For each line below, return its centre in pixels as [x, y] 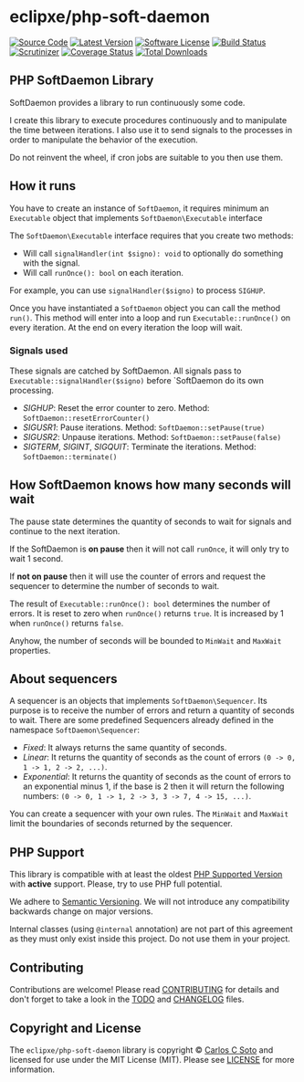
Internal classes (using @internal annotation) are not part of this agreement [152, 930]
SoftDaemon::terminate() [70, 457]
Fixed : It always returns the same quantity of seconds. [125, 748]
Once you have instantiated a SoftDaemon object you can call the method [145, 308]
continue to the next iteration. [65, 530]
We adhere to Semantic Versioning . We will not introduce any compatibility [150, 902]
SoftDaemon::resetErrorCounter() [86, 418]
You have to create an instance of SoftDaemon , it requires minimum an [139, 208]
